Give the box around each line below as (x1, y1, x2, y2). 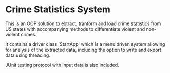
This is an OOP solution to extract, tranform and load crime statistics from (5, 20, 161, 27)
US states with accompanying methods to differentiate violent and (5, 26, 145, 32)
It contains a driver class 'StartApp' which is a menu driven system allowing (5, 41, 165, 47)
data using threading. (5, 52, 50, 58)
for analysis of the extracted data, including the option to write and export (5, 46, 162, 53)
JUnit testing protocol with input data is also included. (5, 62, 119, 68)
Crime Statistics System (5, 4, 110, 15)
